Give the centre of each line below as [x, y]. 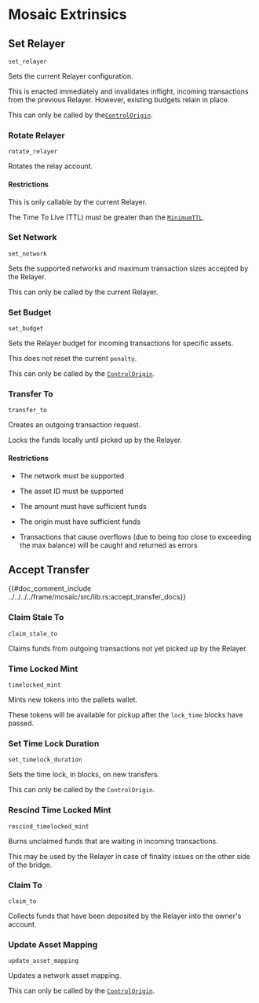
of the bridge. [30, 865]
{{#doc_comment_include [50, 588]
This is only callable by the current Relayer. [78, 201]
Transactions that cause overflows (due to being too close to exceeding [135, 537]
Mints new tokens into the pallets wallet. [73, 699]
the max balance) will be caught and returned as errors [108, 545]
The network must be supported [72, 476]
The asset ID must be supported [71, 491]
